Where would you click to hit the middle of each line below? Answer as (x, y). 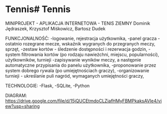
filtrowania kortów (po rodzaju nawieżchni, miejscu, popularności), (90, 54)
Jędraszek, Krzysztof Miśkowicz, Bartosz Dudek (55, 28)
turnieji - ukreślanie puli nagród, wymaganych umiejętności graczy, (75, 76)
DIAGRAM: (16, 95)
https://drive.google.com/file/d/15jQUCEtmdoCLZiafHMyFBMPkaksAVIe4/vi (83, 101)
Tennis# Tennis (38, 9)
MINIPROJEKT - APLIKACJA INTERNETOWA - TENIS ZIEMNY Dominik (78, 23)
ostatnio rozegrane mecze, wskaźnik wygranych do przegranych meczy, (80, 43)
